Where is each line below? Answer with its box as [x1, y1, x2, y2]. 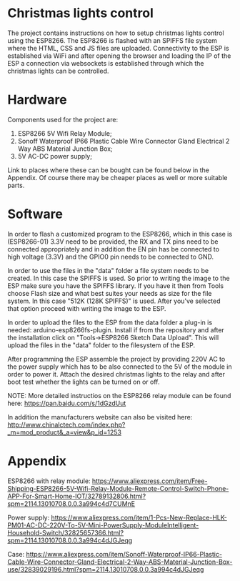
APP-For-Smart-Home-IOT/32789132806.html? [7, 492, 146, 500]
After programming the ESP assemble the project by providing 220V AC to [7, 354, 226, 363]
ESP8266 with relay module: [7, 477, 91, 485]
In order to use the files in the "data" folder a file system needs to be [7, 266, 209, 274]
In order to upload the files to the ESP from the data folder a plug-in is [7, 318, 213, 327]
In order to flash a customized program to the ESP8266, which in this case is [7, 229, 233, 238]
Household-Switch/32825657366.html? [7, 528, 124, 537]
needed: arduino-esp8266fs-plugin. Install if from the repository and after [7, 325, 225, 334]
